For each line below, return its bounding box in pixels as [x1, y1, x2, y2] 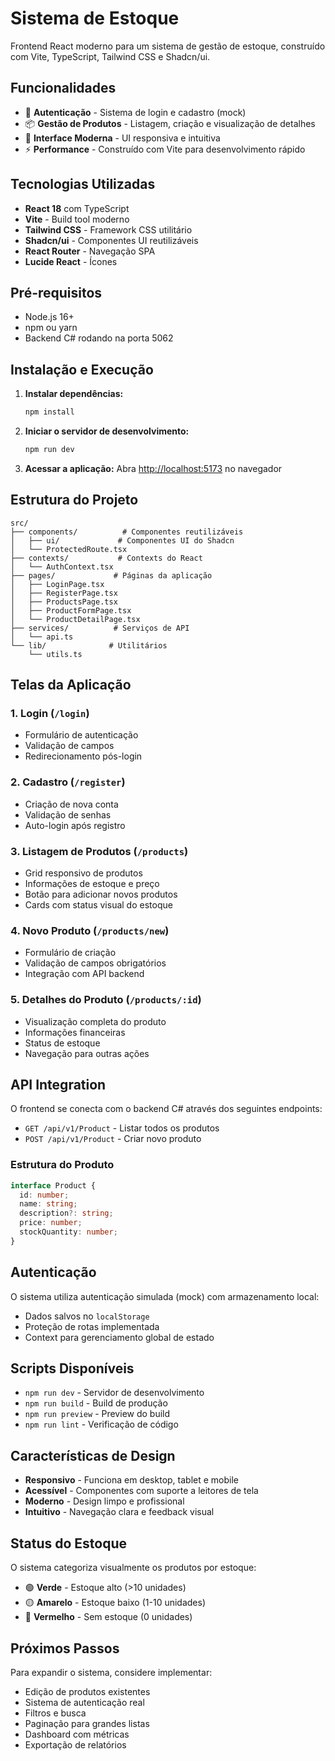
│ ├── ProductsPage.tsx [10, 597, 118, 607]
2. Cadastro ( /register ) [10, 775, 126, 789]
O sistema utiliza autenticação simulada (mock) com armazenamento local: [10, 1290, 320, 1302]
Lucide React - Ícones [24, 255, 118, 267]
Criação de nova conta [24, 798, 119, 810]
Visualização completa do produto [24, 1015, 167, 1027]
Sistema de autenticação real [24, 1696, 145, 1708]
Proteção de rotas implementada [24, 1320, 160, 1332]
